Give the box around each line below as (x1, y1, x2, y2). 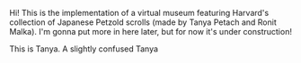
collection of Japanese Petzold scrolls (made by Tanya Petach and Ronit (9, 17, 277, 28)
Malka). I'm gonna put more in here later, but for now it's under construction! (9, 27, 292, 36)
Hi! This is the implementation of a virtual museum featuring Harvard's (9, 8, 270, 18)
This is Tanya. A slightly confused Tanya (9, 43, 159, 54)
